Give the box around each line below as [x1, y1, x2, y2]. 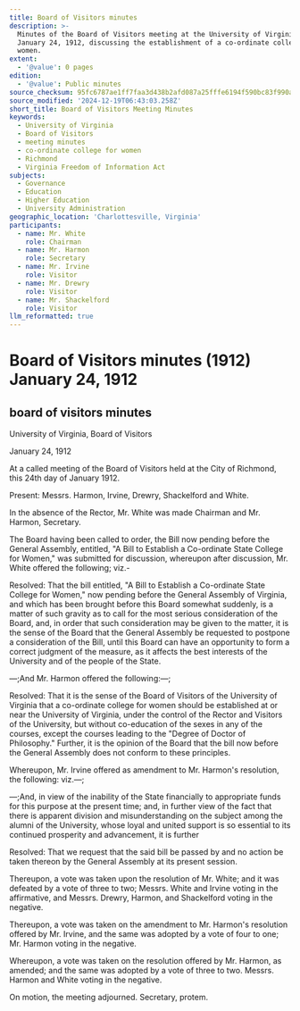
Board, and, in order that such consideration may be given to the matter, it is [9, 618, 289, 629]
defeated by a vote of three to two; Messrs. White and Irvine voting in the [9, 883, 279, 894]
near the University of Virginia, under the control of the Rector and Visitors [9, 709, 283, 720]
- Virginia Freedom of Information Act [17, 163, 166, 171]
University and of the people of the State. [9, 656, 162, 666]
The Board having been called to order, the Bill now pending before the [9, 534, 271, 545]
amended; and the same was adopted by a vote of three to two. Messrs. [9, 965, 274, 976]
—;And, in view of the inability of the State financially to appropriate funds [9, 791, 281, 802]
